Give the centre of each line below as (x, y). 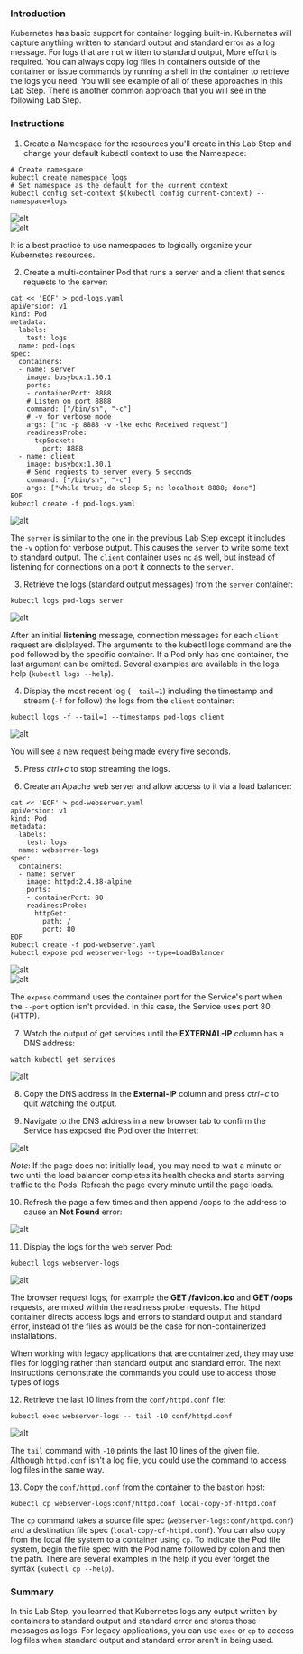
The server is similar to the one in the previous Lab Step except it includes (148, 538)
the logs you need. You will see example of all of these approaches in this (147, 81)
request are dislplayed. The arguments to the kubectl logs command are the (151, 645)
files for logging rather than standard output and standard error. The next (146, 1362)
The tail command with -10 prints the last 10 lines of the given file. (135, 1450)
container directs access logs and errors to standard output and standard (147, 1316)
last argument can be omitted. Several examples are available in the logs (145, 664)
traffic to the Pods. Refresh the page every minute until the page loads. (142, 1185)
